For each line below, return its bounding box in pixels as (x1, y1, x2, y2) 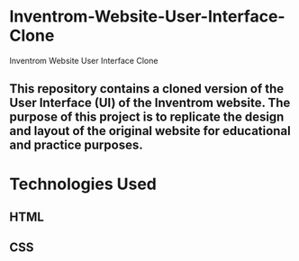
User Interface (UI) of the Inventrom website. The (9, 95, 291, 111)
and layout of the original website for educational (9, 123, 291, 139)
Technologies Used (9, 174, 158, 194)
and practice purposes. (9, 138, 143, 153)
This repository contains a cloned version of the (9, 81, 285, 96)
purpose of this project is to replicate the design (9, 110, 285, 125)
